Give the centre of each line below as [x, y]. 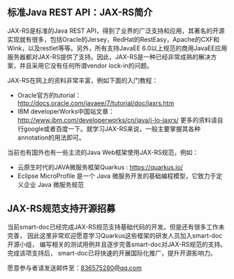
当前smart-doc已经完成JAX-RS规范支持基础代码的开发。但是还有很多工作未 [116, 227]
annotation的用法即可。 [51, 137]
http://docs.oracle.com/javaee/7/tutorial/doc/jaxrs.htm [96, 103]
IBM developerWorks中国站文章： [66, 111]
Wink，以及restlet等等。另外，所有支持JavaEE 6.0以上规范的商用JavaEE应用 [117, 48]
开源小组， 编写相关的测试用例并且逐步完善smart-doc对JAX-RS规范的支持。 [117, 244]
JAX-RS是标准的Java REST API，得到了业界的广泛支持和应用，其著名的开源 [116, 31]
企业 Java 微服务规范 [53, 184]
